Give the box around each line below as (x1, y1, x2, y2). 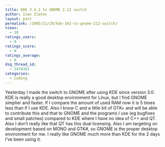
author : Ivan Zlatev (5, 12, 48, 17)
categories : (5, 71, 30, 76)
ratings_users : (5, 35, 36, 40)
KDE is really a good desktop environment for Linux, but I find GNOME (5, 94, 147, 100)
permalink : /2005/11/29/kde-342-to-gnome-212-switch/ (5, 21, 118, 26)
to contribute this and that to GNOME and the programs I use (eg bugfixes (5, 110, 155, 116)
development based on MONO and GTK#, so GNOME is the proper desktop (5, 126, 158, 132)
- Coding (9, 76, 28, 81)
